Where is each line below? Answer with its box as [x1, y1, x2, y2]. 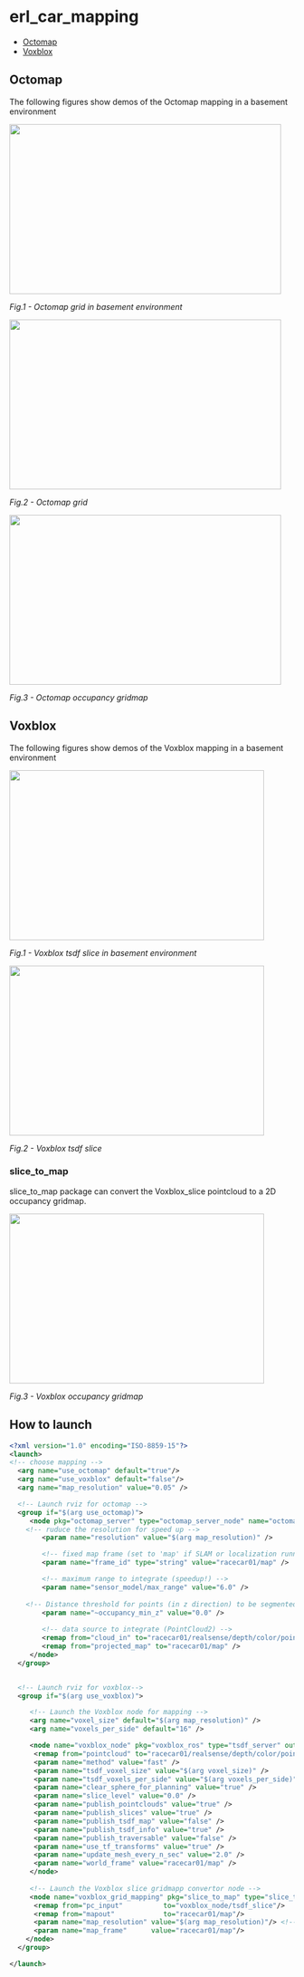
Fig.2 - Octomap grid [9, 497, 89, 507]
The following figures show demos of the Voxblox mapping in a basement [9, 742, 284, 753]
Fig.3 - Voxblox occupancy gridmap [9, 1391, 144, 1402]
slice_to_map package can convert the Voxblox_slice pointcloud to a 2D [9, 1185, 277, 1197]
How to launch [9, 1417, 92, 1432]
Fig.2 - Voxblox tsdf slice [9, 1143, 102, 1153]
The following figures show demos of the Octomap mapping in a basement [9, 96, 288, 107]
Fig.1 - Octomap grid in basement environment [9, 301, 183, 312]
